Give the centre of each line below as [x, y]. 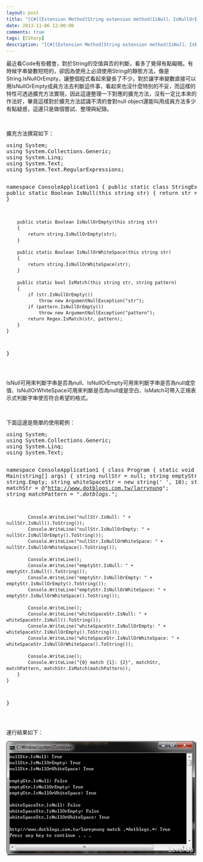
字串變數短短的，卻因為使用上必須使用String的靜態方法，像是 [93, 71]
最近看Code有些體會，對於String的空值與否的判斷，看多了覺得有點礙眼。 [97, 63]
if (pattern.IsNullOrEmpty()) [66, 307]
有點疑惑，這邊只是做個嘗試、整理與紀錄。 [59, 109]
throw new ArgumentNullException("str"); [92, 301]
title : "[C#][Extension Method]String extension [69, 19]
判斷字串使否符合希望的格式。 [54, 398]
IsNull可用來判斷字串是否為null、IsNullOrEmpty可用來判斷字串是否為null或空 [101, 383]
